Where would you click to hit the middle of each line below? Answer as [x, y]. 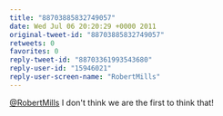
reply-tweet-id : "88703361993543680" [81, 60]
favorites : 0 [34, 52]
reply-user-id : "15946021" [61, 69]
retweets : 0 [32, 43]
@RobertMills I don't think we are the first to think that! [111, 102]
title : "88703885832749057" [63, 18]
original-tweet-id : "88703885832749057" [87, 34]
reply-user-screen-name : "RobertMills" [85, 77]
